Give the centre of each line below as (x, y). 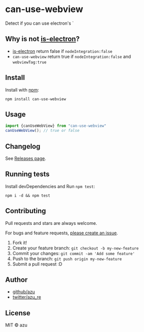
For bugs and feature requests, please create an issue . (62, 233)
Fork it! (20, 242)
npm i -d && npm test (28, 195)
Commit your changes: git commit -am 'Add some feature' (74, 253)
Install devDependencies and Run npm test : (50, 186)
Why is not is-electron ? (42, 39)
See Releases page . (26, 158)
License (18, 313)
